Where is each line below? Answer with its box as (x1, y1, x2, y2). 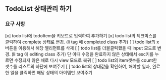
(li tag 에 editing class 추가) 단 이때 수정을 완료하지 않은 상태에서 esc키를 (11, 51, 154, 57)
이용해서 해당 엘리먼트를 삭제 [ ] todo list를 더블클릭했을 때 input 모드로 (18, 45, 156, 51)
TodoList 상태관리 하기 (5, 4, 72, 13)
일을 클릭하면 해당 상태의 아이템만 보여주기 (10, 69, 93, 75)
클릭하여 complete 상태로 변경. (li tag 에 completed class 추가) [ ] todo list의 (5, 39, 156, 45)
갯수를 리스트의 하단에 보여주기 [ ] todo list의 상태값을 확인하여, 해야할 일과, (5, 63, 151, 69)
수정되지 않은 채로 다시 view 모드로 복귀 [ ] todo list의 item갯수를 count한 (14, 57, 157, 63)
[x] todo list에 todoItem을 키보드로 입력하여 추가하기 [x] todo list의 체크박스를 (5, 32, 157, 38)
